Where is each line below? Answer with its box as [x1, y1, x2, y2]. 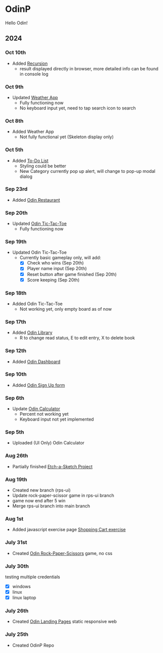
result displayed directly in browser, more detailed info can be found [19, 65, 159, 71]
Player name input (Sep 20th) [27, 266, 87, 272]
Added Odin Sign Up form [12, 382, 65, 388]
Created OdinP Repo [12, 642, 54, 648]
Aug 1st [5, 515, 24, 522]
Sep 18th [5, 289, 27, 296]
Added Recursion [12, 60, 48, 66]
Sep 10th [5, 371, 27, 378]
